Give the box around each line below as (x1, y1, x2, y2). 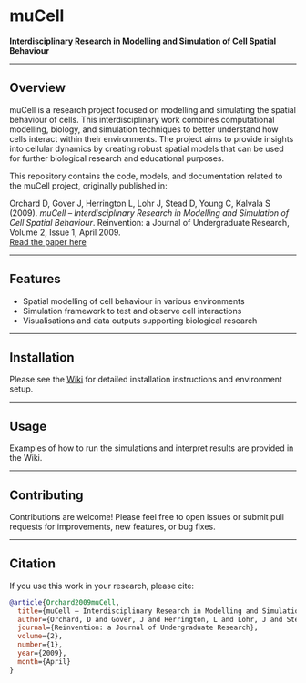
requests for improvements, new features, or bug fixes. (9, 521, 216, 532)
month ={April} (17, 657, 71, 666)
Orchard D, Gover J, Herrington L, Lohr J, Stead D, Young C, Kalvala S (9, 198, 271, 209)
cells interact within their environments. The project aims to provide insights (9, 133, 294, 144)
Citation (9, 556, 56, 572)
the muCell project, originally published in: (9, 179, 168, 191)
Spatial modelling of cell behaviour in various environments (22, 295, 245, 306)
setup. (9, 383, 34, 394)
